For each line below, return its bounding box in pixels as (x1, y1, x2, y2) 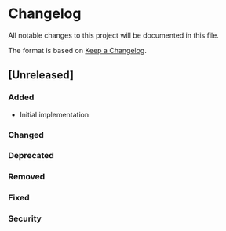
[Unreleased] (8, 68, 75, 82)
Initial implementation (19, 110, 89, 119)
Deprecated (8, 150, 55, 161)
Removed (8, 171, 46, 182)
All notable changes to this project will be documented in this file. (8, 31, 220, 40)
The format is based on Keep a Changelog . (8, 45, 147, 55)
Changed (8, 129, 45, 140)
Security (8, 213, 42, 224)
